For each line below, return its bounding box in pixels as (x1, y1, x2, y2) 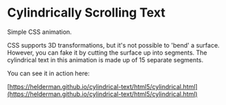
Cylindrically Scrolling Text (7, 5, 166, 21)
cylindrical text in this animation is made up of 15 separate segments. (7, 55, 204, 64)
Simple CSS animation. (7, 28, 73, 36)
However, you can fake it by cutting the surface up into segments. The (7, 48, 207, 57)
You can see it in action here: (7, 69, 90, 77)
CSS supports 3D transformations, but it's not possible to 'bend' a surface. (7, 41, 220, 49)
